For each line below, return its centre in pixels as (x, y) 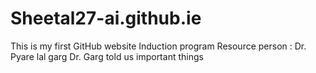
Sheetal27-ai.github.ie (106, 18)
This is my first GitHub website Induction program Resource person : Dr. (158, 46)
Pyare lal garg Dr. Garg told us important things (107, 56)
